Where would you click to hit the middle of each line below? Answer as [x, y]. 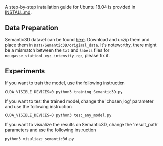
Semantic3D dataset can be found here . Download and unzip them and [77, 39]
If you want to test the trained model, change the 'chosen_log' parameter [80, 101]
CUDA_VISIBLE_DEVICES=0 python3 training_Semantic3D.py [64, 92]
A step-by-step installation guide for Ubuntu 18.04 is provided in [70, 7]
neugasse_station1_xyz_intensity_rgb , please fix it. [58, 55]
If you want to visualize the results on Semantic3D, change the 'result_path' [82, 124]
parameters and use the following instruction [51, 130]
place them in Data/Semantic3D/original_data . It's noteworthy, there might [81, 45]
